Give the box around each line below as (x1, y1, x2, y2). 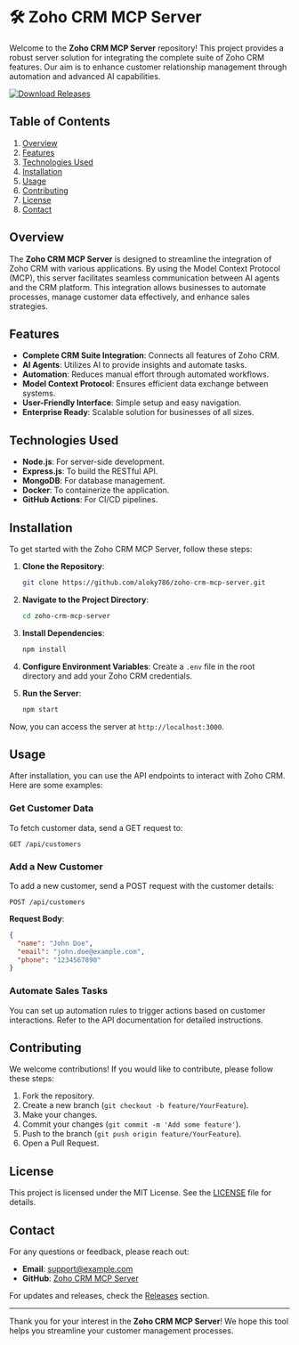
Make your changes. (21, 1110, 98, 1121)
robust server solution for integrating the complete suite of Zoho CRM (9, 52, 265, 62)
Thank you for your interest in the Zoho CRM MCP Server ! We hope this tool (9, 1316, 289, 1327)
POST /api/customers (9, 897, 86, 907)
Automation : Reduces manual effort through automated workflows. (21, 369, 270, 379)
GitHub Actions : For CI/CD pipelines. (21, 494, 158, 505)
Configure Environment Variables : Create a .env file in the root (21, 661, 255, 672)
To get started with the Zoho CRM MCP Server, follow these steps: (9, 544, 253, 554)
